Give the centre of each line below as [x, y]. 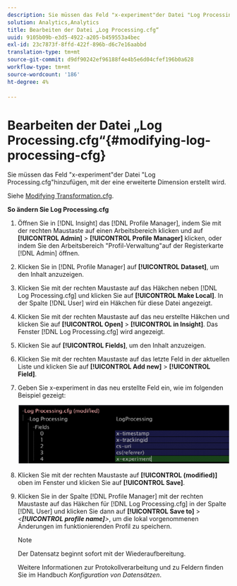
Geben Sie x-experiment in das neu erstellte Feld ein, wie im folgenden [120, 388]
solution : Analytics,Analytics [53, 22]
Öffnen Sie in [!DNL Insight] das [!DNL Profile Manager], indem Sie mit [119, 223]
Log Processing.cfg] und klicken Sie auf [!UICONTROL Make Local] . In [120, 296]
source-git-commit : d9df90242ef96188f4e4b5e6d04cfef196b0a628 [101, 60]
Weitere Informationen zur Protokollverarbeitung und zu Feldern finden [120, 567]
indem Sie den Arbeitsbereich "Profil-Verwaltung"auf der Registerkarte [120, 246]
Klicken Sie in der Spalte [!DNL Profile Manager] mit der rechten [110, 496]
